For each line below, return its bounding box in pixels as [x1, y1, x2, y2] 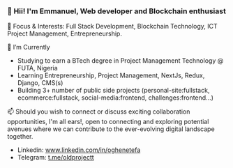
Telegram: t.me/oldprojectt [17, 153, 94, 162]
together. [7, 132, 33, 141]
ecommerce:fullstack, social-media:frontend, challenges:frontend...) [17, 93, 214, 102]
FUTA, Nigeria [17, 64, 58, 72]
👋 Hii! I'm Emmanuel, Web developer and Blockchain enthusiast [7, 6, 227, 16]
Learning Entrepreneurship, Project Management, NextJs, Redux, [17, 71, 205, 79]
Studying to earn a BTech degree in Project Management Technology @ [17, 56, 224, 65]
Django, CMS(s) [17, 79, 63, 87]
